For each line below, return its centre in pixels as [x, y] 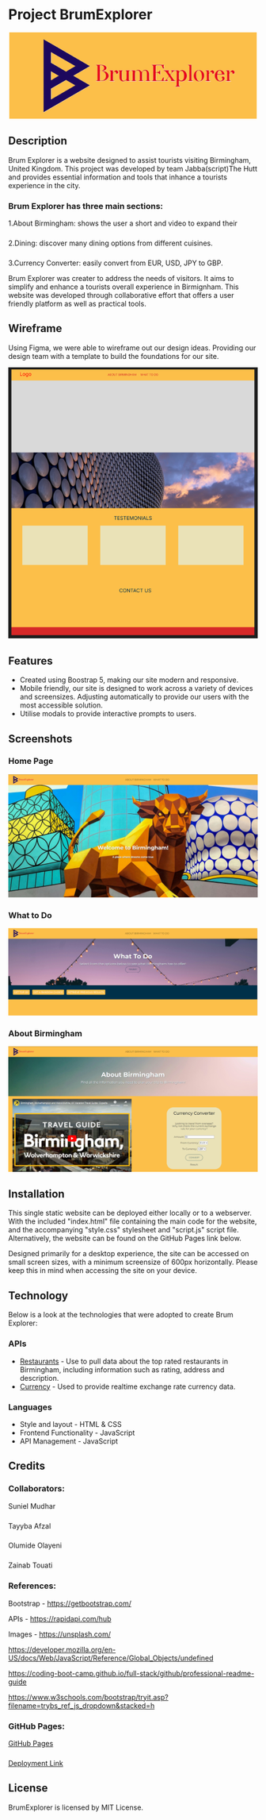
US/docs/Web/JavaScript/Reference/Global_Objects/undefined [111, 1658]
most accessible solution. [61, 705]
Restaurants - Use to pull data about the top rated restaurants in [124, 1361]
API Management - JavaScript [69, 1441]
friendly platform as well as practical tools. [77, 303]
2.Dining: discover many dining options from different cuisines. [110, 243]
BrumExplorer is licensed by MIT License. [76, 1807]
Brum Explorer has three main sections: [86, 206]
